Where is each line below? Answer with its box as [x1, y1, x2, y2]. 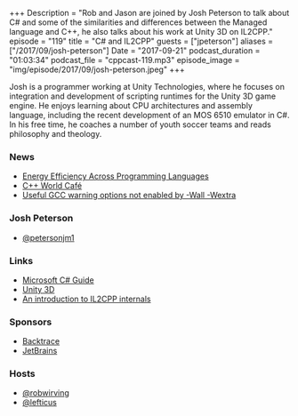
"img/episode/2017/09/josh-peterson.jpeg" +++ [9, 64, 185, 75]
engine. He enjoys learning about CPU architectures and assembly [9, 100, 254, 110]
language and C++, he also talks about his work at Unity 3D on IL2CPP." [9, 27, 273, 36]
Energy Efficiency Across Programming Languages [21, 171, 209, 181]
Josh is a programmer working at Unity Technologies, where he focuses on [9, 82, 285, 92]
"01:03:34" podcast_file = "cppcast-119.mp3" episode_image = [9, 55, 240, 65]
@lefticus [21, 397, 58, 408]
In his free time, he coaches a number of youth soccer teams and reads [9, 119, 271, 130]
